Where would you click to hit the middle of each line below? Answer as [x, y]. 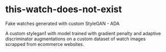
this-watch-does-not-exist [64, 9]
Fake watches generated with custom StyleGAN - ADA [63, 23]
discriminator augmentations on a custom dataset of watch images [76, 39]
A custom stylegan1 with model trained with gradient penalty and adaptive [83, 33]
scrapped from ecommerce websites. [45, 44]
